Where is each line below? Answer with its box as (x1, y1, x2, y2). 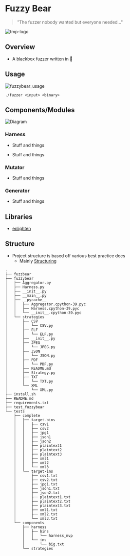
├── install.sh (5, 391, 36, 397)
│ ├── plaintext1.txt (14, 494, 71, 500)
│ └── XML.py (5, 387, 54, 392)
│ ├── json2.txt (14, 490, 60, 495)
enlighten (12, 226, 31, 232)
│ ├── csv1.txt (14, 473, 57, 478)
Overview (5, 43, 36, 51)
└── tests (5, 409, 25, 414)
